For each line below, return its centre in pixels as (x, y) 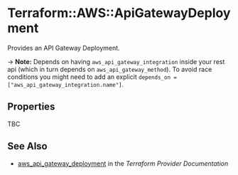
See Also (27, 146)
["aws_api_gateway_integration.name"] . (66, 84)
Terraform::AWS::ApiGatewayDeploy (119, 13)
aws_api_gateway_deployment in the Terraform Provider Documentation (123, 163)
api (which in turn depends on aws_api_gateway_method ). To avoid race (110, 69)
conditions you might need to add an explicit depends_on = (92, 77)
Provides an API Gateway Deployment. (64, 48)
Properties (31, 107)
